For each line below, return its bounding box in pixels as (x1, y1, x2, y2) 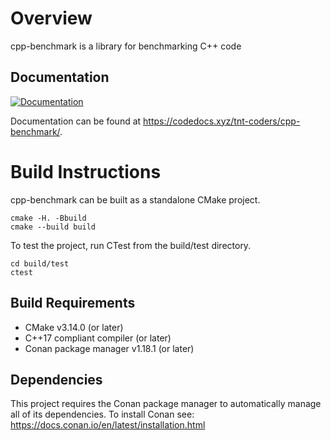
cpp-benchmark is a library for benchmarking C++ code (10, 40, 242, 52)
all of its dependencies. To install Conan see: (10, 408, 195, 421)
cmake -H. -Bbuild (10, 213, 87, 223)
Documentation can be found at (10, 115, 142, 127)
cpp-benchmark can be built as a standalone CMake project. (10, 193, 261, 206)
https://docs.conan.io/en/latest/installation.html (10, 419, 206, 431)
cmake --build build (10, 222, 97, 232)
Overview (10, 7, 93, 30)
